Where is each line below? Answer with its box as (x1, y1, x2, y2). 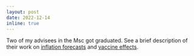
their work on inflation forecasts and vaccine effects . (6, 43, 139, 51)
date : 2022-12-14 (6, 15, 50, 21)
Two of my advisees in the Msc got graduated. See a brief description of (6, 37, 188, 44)
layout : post (6, 9, 40, 15)
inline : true (6, 20, 40, 26)
